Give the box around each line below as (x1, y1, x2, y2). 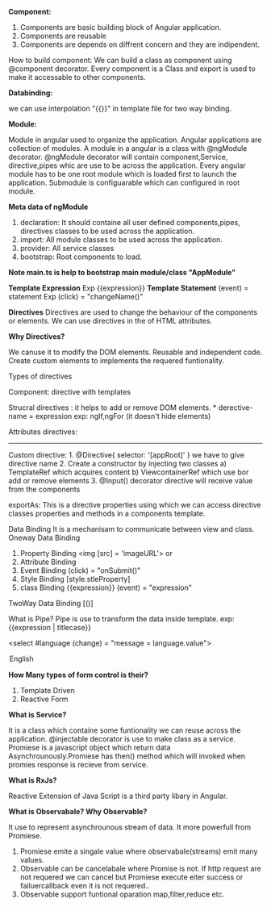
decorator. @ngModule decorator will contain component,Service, (8, 153, 228, 161)
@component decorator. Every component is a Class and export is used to (8, 64, 256, 73)
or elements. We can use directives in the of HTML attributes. (8, 316, 212, 325)
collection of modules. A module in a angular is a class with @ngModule (8, 144, 248, 153)
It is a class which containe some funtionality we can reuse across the (8, 725, 241, 735)
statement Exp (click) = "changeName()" (8, 292, 144, 301)
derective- (218, 403, 253, 412)
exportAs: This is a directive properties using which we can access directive (8, 500, 261, 509)
